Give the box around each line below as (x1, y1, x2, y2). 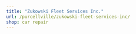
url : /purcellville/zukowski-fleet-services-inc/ (6, 14, 131, 20)
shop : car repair (6, 19, 49, 25)
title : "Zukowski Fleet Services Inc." (6, 8, 104, 14)
